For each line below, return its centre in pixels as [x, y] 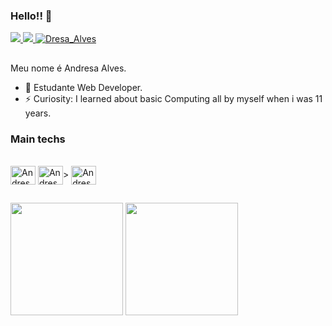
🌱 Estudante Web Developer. [83, 87]
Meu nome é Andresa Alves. [68, 68]
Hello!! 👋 [31, 16]
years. [38, 113]
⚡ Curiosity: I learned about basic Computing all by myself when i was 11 [173, 98]
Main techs [38, 139]
